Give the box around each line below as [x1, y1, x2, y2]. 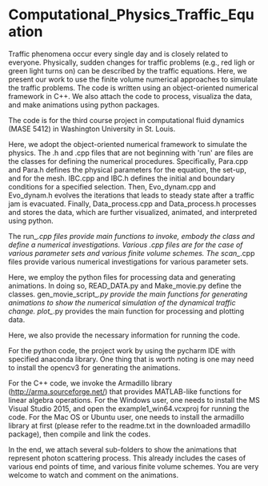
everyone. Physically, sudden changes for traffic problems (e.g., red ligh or [8, 58, 255, 67]
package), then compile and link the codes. [8, 429, 150, 439]
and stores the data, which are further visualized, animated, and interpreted [8, 207, 258, 217]
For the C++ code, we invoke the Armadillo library [8, 378, 173, 388]
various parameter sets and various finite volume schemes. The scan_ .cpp [8, 248, 255, 257]
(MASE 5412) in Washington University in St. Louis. [8, 124, 176, 133]
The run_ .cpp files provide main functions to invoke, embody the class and [8, 231, 255, 241]
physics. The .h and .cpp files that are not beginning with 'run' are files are [8, 148, 254, 157]
